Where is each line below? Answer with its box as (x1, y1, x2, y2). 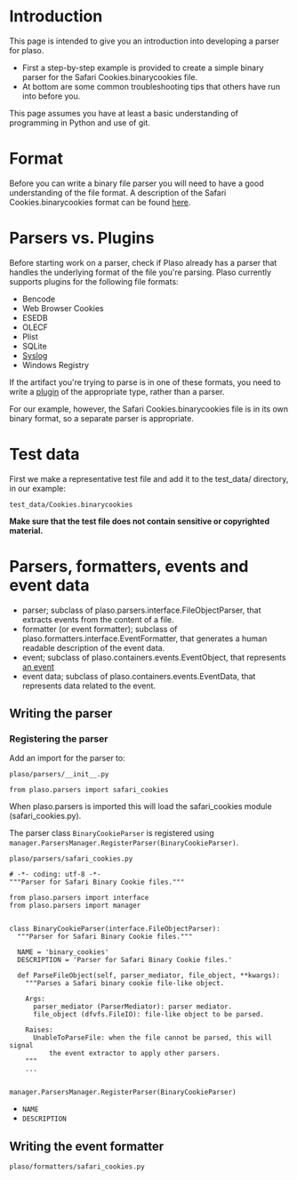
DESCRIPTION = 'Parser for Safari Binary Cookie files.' (17, 956, 233, 965)
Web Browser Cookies (21, 302, 104, 313)
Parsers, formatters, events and (9, 556, 249, 576)
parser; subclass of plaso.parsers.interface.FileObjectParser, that (21, 605, 261, 615)
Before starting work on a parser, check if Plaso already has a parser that (9, 257, 277, 268)
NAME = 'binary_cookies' (17, 948, 109, 957)
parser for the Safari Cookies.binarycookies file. (21, 71, 198, 82)
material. (9, 525, 44, 535)
